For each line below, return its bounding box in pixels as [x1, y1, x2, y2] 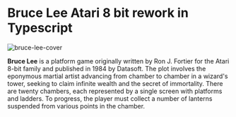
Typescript [7, 20, 73, 36]
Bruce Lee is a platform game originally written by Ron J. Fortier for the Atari [7, 56, 230, 65]
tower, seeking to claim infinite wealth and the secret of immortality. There [7, 79, 223, 87]
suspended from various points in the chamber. [7, 101, 146, 110]
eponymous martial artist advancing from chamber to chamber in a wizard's [7, 72, 228, 80]
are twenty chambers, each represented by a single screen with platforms [7, 87, 223, 95]
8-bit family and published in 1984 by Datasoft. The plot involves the [7, 64, 206, 73]
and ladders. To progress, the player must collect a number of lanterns [7, 94, 213, 103]
